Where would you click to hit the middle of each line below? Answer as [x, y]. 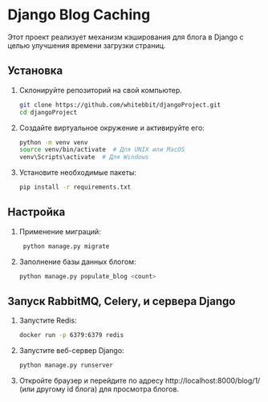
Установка [35, 71]
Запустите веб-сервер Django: [72, 351]
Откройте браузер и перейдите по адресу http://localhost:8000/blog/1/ [140, 381]
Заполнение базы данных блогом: [77, 262]
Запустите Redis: [48, 321]
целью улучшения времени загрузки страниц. [87, 45]
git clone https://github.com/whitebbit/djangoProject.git [120, 105]
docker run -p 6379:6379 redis [71, 335]
